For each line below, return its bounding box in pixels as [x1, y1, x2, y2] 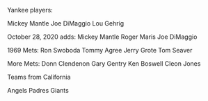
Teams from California [7, 73, 71, 81]
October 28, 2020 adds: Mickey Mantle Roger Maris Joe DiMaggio [7, 33, 198, 41]
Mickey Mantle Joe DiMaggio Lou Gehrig [7, 19, 125, 27]
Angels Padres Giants [7, 86, 70, 94]
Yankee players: [7, 6, 54, 14]
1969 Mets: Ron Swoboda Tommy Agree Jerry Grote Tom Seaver [7, 46, 193, 54]
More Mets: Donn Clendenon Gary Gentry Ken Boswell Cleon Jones [7, 59, 201, 68]
